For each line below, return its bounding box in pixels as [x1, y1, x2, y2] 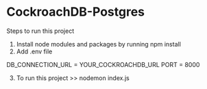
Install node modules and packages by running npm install [16, 40, 181, 48]
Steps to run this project [6, 27, 75, 35]
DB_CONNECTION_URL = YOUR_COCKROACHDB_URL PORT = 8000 [6, 60, 200, 68]
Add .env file [16, 47, 53, 55]
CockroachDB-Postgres [6, 4, 145, 20]
